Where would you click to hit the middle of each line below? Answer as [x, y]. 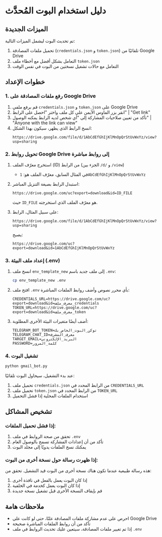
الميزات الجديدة [27, 29]
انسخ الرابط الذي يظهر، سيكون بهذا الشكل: [52, 128]
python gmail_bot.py [27, 366]
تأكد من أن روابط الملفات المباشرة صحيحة [51, 524]
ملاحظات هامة [25, 506]
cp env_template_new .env [39, 281]
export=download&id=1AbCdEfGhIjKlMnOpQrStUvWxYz [63, 248]
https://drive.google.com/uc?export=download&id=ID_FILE [72, 193]
